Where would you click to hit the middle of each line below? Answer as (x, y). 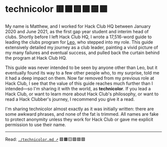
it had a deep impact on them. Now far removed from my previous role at (80, 78)
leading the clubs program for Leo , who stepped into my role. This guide (79, 42)
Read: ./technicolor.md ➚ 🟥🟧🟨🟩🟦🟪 (45, 139)
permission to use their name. (36, 125)
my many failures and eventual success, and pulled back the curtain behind (83, 53)
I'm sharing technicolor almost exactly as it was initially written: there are (80, 109)
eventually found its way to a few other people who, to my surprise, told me (83, 73)
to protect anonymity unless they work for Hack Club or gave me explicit (79, 119)
